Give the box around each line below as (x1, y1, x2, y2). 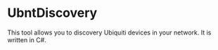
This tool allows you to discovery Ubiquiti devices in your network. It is (7, 28, 212, 37)
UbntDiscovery (7, 5, 98, 21)
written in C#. (7, 35, 47, 44)
